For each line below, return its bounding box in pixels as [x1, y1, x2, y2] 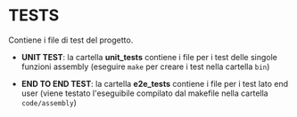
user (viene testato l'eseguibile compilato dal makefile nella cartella [21, 88, 268, 98]
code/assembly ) [21, 97, 77, 107]
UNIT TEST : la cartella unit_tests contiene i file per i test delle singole [21, 51, 277, 62]
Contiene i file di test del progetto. [8, 35, 134, 45]
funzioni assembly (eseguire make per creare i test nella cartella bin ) [21, 61, 270, 72]
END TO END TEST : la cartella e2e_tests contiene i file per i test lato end [21, 78, 289, 89]
